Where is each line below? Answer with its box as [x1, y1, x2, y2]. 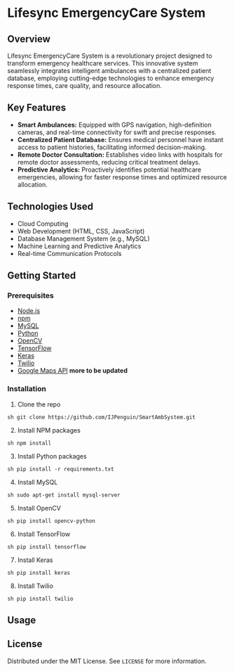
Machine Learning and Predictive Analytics [17, 241, 142, 250]
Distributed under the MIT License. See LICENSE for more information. [7, 656, 207, 665]
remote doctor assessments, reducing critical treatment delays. [17, 158, 201, 166]
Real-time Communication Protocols [17, 249, 122, 257]
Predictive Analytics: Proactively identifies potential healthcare [17, 165, 202, 174]
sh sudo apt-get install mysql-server [7, 491, 121, 499]
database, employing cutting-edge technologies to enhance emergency [7, 74, 214, 82]
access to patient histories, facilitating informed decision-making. [17, 143, 207, 151]
